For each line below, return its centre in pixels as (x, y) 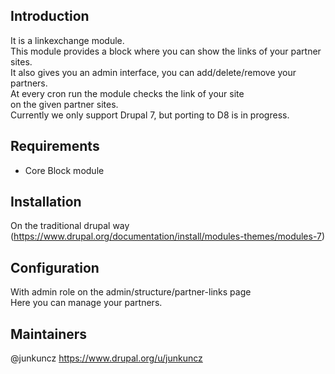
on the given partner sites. (64, 104)
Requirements (55, 146)
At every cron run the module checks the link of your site (127, 93)
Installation (46, 202)
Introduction (50, 16)
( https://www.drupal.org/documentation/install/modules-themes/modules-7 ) (168, 236)
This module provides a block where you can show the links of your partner (166, 51)
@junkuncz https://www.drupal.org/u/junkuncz (106, 358)
